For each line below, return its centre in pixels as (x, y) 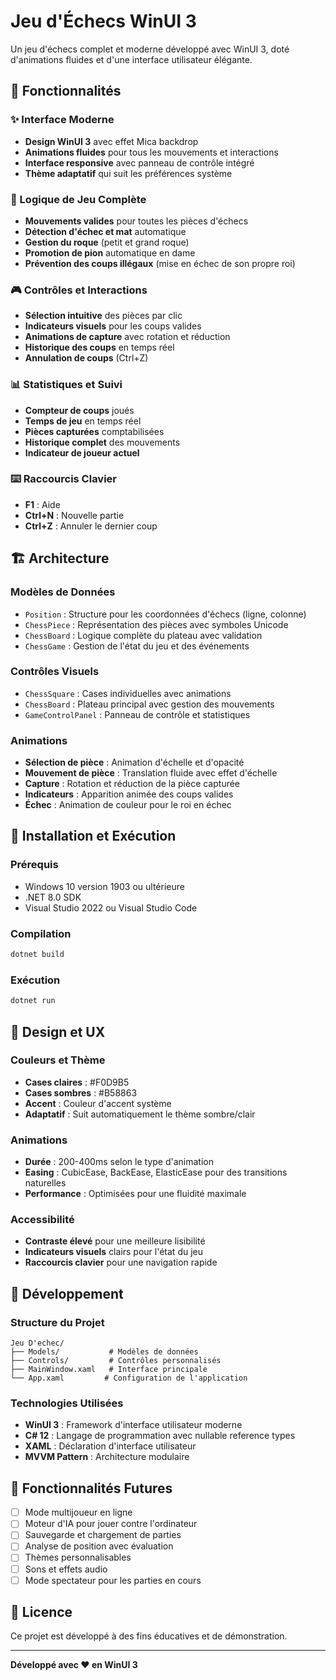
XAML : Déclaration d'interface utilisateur (110, 1446)
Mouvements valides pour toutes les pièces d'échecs (136, 221)
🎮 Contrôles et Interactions (79, 290)
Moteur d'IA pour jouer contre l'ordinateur (111, 1524)
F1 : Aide (42, 504)
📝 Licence (41, 1612)
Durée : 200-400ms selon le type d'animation (119, 1162)
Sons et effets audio (66, 1569)
